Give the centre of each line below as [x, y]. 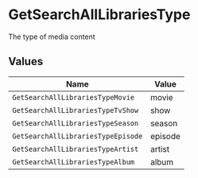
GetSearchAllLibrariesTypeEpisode [78, 136]
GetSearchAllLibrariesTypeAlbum [74, 162]
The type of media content [52, 37]
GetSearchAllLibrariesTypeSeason [76, 123]
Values [26, 62]
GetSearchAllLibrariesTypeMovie [74, 97]
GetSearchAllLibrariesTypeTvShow [76, 110]
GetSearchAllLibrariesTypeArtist [76, 149]
